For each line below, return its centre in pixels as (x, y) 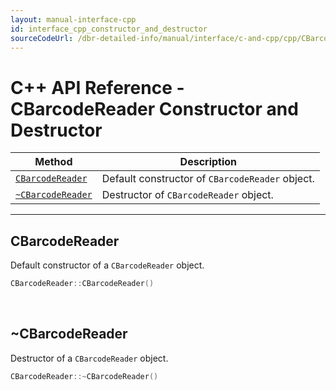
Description (208, 162)
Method (53, 162)
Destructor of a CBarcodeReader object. (89, 358)
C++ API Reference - (97, 87)
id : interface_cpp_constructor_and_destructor (109, 29)
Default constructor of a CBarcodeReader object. (107, 265)
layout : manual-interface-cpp (73, 19)
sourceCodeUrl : (42, 38)
